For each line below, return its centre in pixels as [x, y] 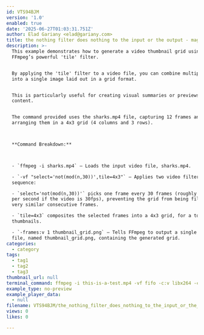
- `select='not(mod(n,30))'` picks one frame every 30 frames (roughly [104, 194]
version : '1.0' [25, 18]
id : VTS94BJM [23, 12]
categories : [21, 243]
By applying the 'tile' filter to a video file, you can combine [96, 73]
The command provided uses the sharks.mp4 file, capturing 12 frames [101, 117]
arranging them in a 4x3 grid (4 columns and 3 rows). [83, 123]
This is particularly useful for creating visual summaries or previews [106, 95]
